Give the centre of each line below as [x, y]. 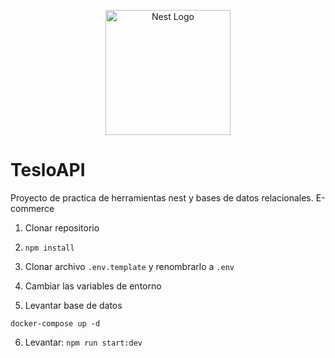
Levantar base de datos [73, 305]
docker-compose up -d [55, 323]
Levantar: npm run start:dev [83, 342]
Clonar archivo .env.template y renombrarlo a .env [129, 266]
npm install [49, 248]
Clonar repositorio [62, 227]
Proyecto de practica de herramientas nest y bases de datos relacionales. [162, 197]
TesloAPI [48, 170]
